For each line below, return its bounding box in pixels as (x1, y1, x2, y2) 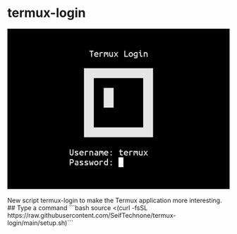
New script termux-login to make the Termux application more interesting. (7, 196, 222, 204)
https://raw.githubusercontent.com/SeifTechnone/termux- (7, 211, 176, 219)
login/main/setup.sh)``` (7, 218, 74, 227)
